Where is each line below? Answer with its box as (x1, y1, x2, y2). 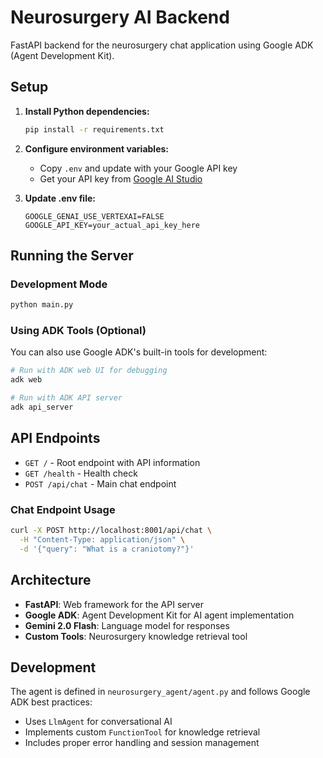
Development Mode (10, 277, 108, 291)
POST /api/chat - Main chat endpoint (24, 477, 177, 490)
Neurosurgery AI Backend (10, 6, 230, 29)
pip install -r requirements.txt (24, 124, 165, 135)
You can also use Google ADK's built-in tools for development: (10, 346, 268, 358)
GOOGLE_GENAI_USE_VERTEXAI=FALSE (24, 211, 165, 221)
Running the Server (10, 247, 134, 265)
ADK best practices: (10, 696, 93, 708)
